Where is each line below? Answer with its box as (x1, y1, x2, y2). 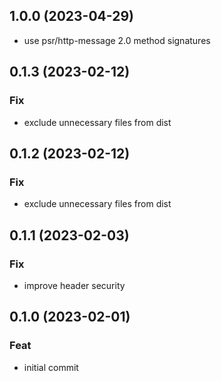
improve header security (23, 279, 126, 291)
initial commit (23, 361, 79, 373)
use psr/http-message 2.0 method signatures (23, 34, 211, 46)
